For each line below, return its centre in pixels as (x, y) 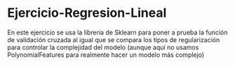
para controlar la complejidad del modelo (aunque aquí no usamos (103, 47)
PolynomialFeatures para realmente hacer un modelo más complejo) (106, 55)
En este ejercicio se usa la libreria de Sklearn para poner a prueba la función (117, 32)
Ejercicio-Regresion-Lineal (87, 13)
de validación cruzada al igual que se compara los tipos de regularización (114, 39)
